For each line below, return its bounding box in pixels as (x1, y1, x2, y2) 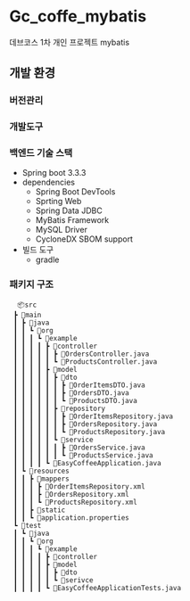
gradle (35, 254, 60, 265)
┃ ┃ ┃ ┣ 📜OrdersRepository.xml (12, 490, 129, 498)
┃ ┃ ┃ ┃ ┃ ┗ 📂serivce (12, 575, 94, 585)
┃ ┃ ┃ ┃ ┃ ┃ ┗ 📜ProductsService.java (12, 450, 153, 460)
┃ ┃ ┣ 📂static (12, 506, 66, 515)
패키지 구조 (9, 278, 54, 291)
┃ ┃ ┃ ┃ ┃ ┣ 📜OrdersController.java (12, 350, 150, 358)
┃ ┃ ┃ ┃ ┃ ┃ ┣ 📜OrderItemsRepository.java (12, 412, 174, 421)
